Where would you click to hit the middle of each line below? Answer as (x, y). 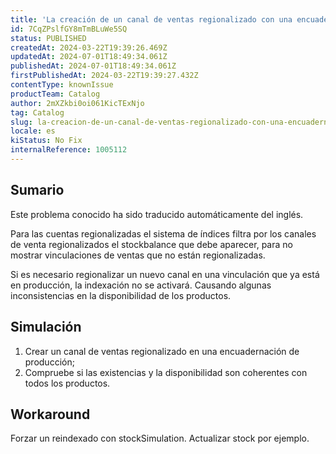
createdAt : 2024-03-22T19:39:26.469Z (89, 47)
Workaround (50, 414)
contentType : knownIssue (62, 85)
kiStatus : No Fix (46, 141)
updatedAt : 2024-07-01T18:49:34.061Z (89, 57)
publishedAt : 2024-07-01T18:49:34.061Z (93, 66)
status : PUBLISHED (48, 38)
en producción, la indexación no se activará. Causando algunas (141, 285)
